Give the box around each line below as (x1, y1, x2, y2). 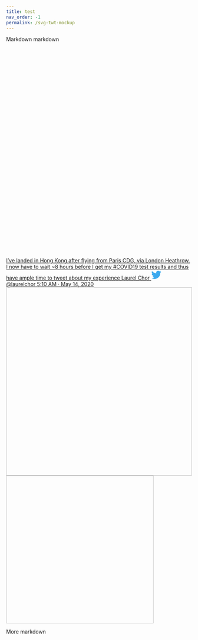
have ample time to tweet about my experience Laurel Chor (6, 274, 150, 281)
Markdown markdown (6, 36, 60, 43)
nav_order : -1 (6, 14, 41, 20)
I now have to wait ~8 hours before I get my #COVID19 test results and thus (6, 264, 189, 271)
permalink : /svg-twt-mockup (6, 20, 75, 25)
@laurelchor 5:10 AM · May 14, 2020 (6, 281, 94, 288)
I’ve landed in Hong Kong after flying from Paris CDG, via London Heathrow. (6, 257, 190, 264)
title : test (6, 8, 35, 15)
